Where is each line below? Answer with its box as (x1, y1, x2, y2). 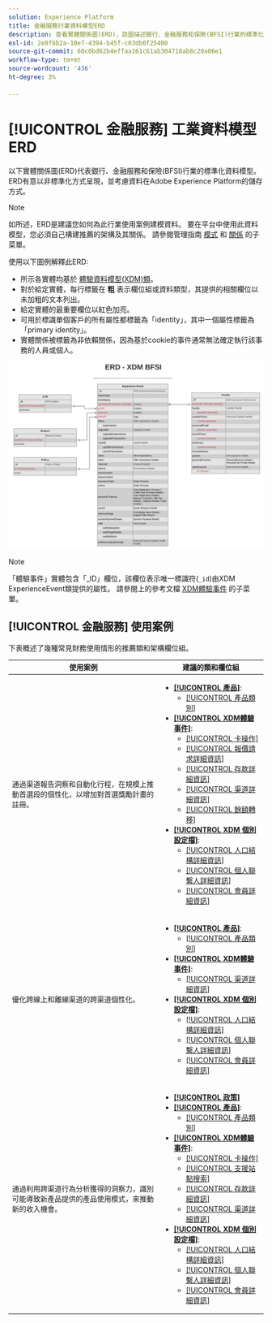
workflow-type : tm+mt (8, 56, 82, 64)
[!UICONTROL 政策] (173, 1092, 240, 1102)
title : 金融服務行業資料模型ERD (8, 21, 105, 30)
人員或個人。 (34, 345, 78, 355)
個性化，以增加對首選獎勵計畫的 (47, 789, 154, 799)
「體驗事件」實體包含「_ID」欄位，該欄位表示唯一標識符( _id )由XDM (8, 573, 236, 583)
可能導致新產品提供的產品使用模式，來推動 (11, 1194, 154, 1204)
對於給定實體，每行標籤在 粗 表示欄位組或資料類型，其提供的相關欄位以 (19, 284, 259, 294)
